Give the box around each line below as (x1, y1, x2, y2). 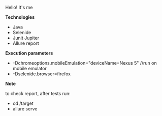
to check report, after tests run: (5, 91, 71, 96)
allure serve (12, 106, 38, 111)
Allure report (12, 40, 39, 46)
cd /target (12, 100, 34, 106)
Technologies (5, 14, 35, 20)
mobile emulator (12, 66, 47, 71)
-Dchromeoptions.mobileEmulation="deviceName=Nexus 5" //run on (12, 60, 157, 66)
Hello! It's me (5, 5, 33, 10)
